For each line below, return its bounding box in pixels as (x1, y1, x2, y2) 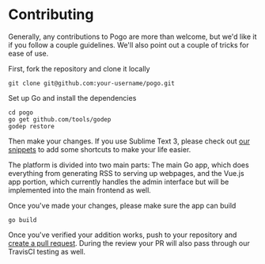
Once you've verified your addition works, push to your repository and (8, 230, 237, 239)
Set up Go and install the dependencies (8, 93, 137, 102)
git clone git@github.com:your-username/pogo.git (8, 79, 176, 87)
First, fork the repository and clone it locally (8, 63, 150, 73)
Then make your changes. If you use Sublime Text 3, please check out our (8, 136, 251, 146)
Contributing (8, 6, 94, 24)
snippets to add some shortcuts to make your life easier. (8, 144, 191, 154)
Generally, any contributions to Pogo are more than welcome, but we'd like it (8, 32, 257, 41)
